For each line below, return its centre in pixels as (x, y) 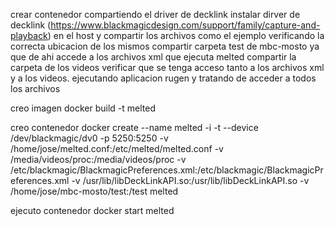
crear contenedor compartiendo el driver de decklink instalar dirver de (155, 14)
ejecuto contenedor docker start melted (92, 210)
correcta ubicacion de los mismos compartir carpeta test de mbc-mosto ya (165, 46)
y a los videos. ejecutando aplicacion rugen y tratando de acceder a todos (163, 78)
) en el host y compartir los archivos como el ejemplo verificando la (186, 35)
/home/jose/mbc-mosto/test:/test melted (94, 191)
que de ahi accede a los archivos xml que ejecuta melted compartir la (153, 57)
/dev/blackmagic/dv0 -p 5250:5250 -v (89, 138)
